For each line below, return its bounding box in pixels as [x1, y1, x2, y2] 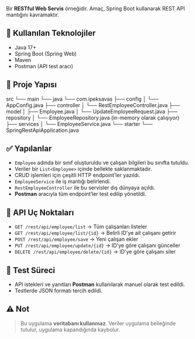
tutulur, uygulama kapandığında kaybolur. [20, 326, 120, 333]
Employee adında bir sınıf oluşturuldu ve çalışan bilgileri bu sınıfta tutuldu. [14, 159, 190, 167]
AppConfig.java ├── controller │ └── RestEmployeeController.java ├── [6, 101, 180, 108]
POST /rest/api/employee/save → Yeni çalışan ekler [14, 235, 139, 243]
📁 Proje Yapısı [6, 79, 57, 90]
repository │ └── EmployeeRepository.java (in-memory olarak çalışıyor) [6, 114, 180, 121]
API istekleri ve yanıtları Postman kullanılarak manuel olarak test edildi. [14, 281, 185, 288]
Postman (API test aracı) [14, 62, 73, 69]
